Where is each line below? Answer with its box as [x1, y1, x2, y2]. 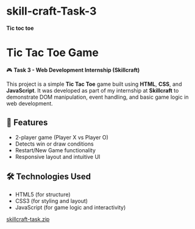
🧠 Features [6, 118, 48, 128]
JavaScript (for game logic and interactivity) [15, 203, 126, 211]
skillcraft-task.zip [6, 215, 50, 223]
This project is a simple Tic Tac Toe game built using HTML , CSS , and [6, 80, 182, 88]
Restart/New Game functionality [15, 146, 96, 153]
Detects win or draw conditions [15, 140, 94, 147]
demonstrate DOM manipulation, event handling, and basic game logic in [6, 93, 189, 100]
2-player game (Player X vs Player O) [15, 133, 108, 141]
